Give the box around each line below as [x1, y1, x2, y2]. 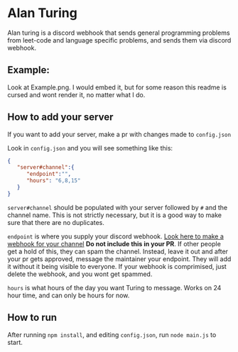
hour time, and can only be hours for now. [7, 291, 130, 299]
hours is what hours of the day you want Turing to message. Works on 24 [7, 283, 222, 292]
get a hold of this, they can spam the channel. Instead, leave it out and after [7, 247, 229, 255]
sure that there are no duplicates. [7, 218, 105, 226]
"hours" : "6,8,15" [26, 177, 81, 185]
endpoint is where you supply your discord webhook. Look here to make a [7, 232, 224, 241]
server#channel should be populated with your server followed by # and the [7, 203, 228, 211]
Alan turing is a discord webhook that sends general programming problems [7, 28, 230, 37]
